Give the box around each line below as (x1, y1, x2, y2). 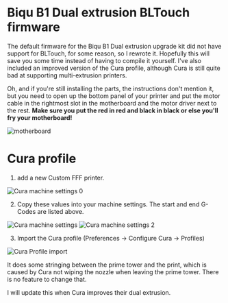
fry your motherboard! (7, 113, 73, 121)
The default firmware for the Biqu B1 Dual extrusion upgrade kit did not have (7, 42, 222, 50)
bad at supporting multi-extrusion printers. (7, 71, 127, 80)
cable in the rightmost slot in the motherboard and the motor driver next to (7, 99, 217, 107)
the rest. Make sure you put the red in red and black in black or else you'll (7, 106, 218, 114)
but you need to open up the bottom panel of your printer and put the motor (7, 91, 220, 100)
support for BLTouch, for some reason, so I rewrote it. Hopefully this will (7, 49, 210, 58)
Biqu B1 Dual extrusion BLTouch (7, 5, 190, 21)
